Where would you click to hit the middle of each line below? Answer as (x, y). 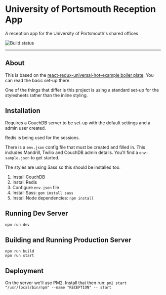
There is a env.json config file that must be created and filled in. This (75, 147)
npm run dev (17, 225)
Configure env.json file (36, 187)
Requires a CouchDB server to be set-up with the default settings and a (78, 123)
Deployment (24, 271)
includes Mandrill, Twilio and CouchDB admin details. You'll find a (72, 152)
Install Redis (24, 182)
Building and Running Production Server (68, 240)
